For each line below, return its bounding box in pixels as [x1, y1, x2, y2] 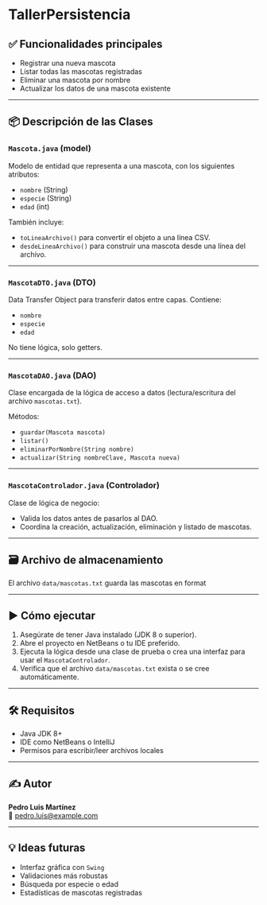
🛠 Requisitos [8, 704, 75, 717]
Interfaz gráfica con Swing [19, 862, 105, 872]
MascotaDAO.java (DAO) [8, 370, 97, 381]
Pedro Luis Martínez [8, 802, 76, 812]
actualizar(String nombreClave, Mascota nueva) [19, 454, 180, 462]
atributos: [8, 169, 40, 179]
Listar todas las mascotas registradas [19, 67, 143, 76]
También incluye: [8, 217, 64, 227]
